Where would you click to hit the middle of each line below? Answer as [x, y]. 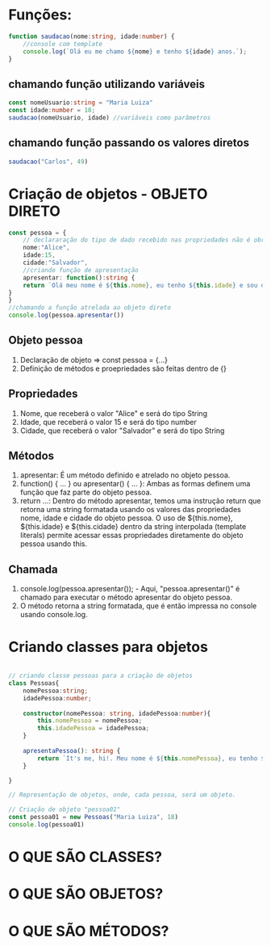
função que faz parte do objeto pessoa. [86, 492]
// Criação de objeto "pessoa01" [65, 809]
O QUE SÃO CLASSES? [85, 857]
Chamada [33, 569]
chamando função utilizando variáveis [107, 84]
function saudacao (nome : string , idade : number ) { [92, 36]
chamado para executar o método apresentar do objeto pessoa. [126, 597]
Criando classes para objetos [108, 647]
